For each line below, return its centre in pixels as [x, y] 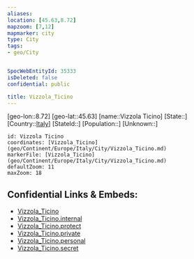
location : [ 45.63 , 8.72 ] [42, 20]
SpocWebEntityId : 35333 [42, 71]
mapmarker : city [31, 33]
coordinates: [26, 143]
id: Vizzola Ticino [36, 136]
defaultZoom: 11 [31, 167]
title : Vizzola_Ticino [40, 97]
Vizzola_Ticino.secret [48, 249]
